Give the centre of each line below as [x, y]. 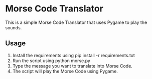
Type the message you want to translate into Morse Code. [72, 66]
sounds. [14, 27]
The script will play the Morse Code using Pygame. [65, 71]
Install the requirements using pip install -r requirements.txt [74, 55]
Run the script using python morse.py [51, 61]
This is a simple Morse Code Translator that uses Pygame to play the [76, 22]
